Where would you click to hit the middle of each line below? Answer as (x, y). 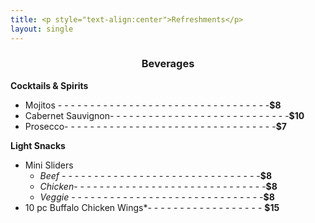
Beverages (168, 64)
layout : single (42, 29)
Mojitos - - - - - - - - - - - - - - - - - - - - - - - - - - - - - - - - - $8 (153, 105)
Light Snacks (38, 145)
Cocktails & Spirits (49, 85)
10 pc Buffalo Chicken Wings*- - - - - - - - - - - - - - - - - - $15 (152, 207)
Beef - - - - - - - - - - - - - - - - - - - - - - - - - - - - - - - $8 (156, 175)
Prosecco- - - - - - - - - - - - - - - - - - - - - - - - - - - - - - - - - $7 (155, 126)
